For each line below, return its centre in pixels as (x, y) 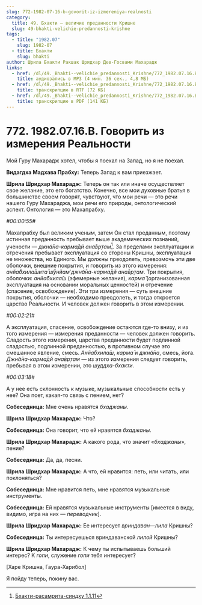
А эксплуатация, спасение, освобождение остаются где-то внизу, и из (97, 327)
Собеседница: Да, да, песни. (44, 460)
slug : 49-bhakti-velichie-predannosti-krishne (71, 29)
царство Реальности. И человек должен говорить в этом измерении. (96, 304)
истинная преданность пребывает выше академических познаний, (93, 239)
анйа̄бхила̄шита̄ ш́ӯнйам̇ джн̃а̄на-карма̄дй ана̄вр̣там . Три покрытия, (95, 272)
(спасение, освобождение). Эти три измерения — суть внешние (89, 291)
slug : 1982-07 (35, 46)
